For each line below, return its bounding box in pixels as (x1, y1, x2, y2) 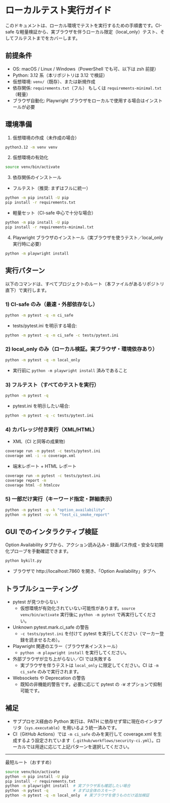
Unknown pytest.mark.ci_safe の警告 (12, 624, 90, 630)
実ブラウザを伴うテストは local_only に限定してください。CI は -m (20, 662, 159, 668)
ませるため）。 (33, 637, 63, 643)
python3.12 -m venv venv (5, 145, 58, 150)
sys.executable (26, 725, 58, 730)
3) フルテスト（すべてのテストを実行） (5, 381, 100, 388)
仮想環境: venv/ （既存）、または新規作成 (12, 78, 96, 84)
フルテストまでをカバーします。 (14, 35, 80, 41)
